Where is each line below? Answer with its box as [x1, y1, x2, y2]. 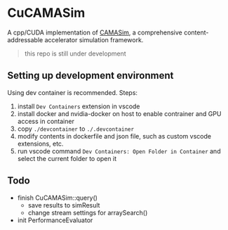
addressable [7, 35, 43, 44]
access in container [17, 117, 75, 125]
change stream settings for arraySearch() [27, 208, 148, 217]
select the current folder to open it [17, 154, 117, 162]
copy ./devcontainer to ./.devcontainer [17, 124, 135, 133]
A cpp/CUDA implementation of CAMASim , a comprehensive [7, 28, 182, 37]
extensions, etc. [17, 139, 64, 148]
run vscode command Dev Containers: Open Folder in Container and [17, 146, 221, 155]
